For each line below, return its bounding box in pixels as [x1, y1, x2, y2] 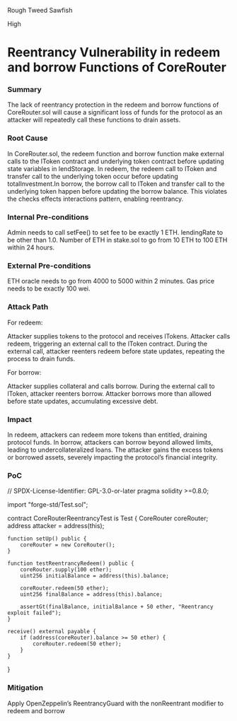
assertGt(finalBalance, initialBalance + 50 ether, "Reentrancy [20, 604, 214, 611]
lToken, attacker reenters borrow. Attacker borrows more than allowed [7, 389, 212, 398]
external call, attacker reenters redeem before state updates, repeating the [7, 346, 225, 356]
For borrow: [7, 368, 42, 377]
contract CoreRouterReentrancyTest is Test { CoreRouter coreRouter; [7, 514, 209, 522]
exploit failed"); [7, 609, 62, 617]
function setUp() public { [7, 535, 87, 543]
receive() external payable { [7, 628, 97, 635]
